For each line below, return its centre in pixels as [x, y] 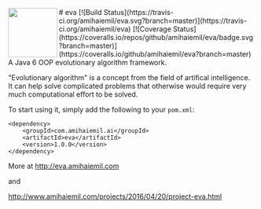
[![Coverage [152, 29]
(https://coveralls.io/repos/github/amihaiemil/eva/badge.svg [156, 37]
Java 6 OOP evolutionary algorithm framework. [91, 62]
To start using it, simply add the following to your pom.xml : [101, 110]
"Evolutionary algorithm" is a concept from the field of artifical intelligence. [129, 77]
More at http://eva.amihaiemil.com [64, 166]
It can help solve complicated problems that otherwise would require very [127, 86]
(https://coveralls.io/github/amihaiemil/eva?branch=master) [155, 54]
